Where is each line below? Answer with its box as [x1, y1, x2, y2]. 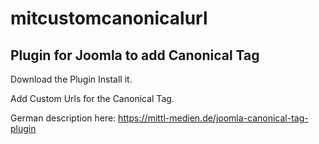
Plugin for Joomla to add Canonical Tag [10, 47, 260, 64]
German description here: [10, 112, 117, 124]
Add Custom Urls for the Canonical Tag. [10, 93, 175, 104]
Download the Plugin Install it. [10, 73, 133, 85]
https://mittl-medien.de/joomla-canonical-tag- [118, 112, 309, 124]
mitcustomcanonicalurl [10, 7, 208, 30]
